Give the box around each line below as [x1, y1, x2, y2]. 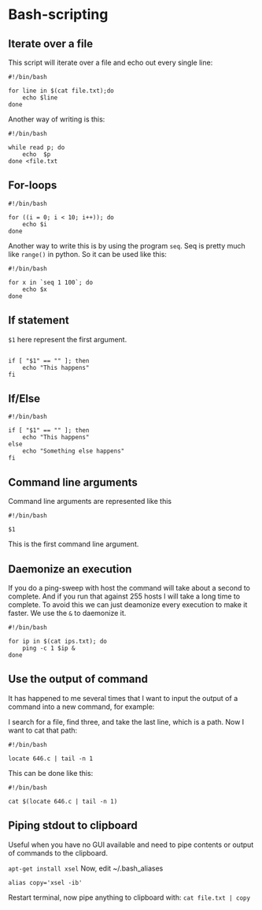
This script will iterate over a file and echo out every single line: [8, 58, 213, 67]
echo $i [22, 220, 47, 228]
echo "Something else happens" [22, 447, 125, 455]
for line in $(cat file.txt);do [8, 87, 114, 95]
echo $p [22, 151, 51, 159]
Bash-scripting [8, 6, 109, 24]
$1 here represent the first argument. [8, 334, 127, 344]
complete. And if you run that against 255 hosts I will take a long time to [8, 591, 241, 601]
